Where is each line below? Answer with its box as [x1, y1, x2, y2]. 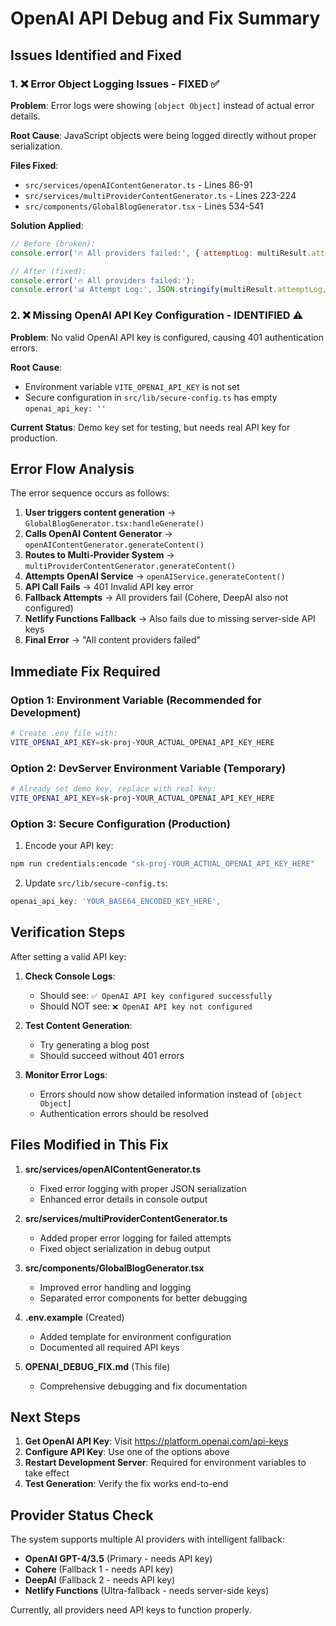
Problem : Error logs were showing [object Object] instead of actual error [10, 99, 315, 111]
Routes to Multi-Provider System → [24, 549, 175, 561]
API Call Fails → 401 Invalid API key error [24, 581, 194, 593]
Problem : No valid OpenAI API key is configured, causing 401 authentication [10, 331, 324, 343]
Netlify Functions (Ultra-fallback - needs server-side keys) [24, 1585, 270, 1597]
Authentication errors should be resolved [39, 1107, 209, 1119]
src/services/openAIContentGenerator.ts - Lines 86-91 [24, 178, 253, 191]
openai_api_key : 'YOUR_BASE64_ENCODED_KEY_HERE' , [10, 897, 222, 907]
